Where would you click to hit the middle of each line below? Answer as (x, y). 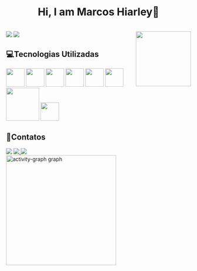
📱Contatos (26, 137)
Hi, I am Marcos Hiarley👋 (98, 12)
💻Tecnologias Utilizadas (52, 54)
